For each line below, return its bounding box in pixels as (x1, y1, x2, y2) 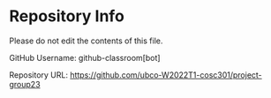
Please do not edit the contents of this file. (9, 35, 163, 46)
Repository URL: (9, 69, 69, 80)
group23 (9, 79, 41, 89)
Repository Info (9, 6, 125, 26)
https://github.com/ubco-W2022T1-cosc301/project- (70, 69, 262, 80)
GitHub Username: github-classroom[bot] (9, 52, 161, 63)
